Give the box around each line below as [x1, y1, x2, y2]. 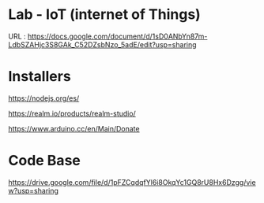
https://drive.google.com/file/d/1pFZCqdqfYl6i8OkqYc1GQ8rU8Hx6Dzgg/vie [8, 177, 256, 186]
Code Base [8, 152, 81, 170]
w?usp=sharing [8, 186, 59, 195]
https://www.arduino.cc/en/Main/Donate [8, 124, 140, 133]
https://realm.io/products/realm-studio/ [8, 109, 136, 118]
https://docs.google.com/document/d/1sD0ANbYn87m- [27, 31, 208, 41]
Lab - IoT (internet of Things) [8, 6, 202, 24]
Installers [8, 68, 71, 86]
